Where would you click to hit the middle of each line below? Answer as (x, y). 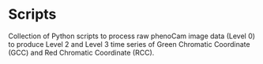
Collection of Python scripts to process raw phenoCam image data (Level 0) (131, 36)
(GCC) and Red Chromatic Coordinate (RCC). (81, 52)
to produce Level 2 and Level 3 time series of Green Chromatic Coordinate (129, 44)
